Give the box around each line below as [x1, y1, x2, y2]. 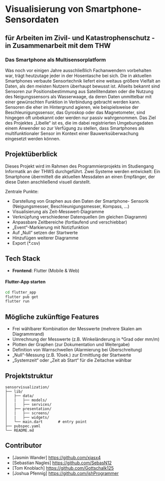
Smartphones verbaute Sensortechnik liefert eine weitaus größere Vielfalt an [5, 78, 161, 84]
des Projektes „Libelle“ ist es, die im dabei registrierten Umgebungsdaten [5, 120, 154, 126]
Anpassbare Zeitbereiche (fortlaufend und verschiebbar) [12, 219, 127, 225]
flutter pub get [5, 294, 38, 300]
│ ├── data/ [5, 393, 34, 398]
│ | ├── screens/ [5, 410, 50, 416]
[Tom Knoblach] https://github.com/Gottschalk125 [12, 465, 114, 471]
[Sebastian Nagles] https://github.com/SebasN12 [12, 460, 112, 466]
